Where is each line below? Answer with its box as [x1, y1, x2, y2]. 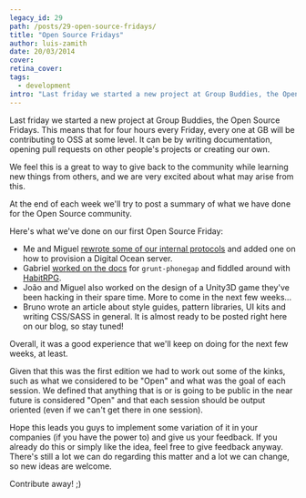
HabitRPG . [22, 272, 62, 283]
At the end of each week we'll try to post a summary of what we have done [9, 198, 291, 209]
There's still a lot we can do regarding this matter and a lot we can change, [9, 451, 290, 462]
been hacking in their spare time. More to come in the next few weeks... [22, 291, 292, 302]
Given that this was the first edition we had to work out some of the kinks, [9, 365, 286, 376]
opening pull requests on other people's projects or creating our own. [9, 143, 270, 155]
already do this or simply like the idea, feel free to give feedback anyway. [9, 441, 284, 452]
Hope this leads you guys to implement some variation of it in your [9, 422, 259, 432]
